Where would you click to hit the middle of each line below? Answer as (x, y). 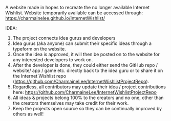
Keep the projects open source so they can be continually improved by (87, 108)
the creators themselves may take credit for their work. (71, 103)
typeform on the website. (39, 49)
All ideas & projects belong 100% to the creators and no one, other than (88, 98)
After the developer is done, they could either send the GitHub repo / (85, 65)
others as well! (28, 114)
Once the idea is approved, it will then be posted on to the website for (86, 54)
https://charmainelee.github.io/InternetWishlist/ (55, 18)
